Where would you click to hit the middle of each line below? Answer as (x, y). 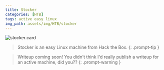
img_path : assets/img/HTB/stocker (41, 24)
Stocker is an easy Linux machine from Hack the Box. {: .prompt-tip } (88, 47)
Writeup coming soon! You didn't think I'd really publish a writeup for (88, 57)
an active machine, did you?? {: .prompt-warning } (69, 62)
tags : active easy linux (31, 19)
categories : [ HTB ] (24, 14)
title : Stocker (21, 10)
